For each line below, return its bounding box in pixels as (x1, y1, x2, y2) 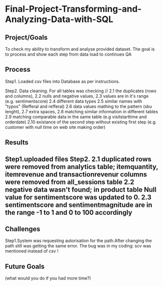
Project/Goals (5, 33, 48, 41)
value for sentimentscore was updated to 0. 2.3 (5, 193, 152, 201)
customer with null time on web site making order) (5, 124, 106, 130)
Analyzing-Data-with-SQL (5, 14, 113, 25)
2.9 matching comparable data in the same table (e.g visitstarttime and (5, 114, 147, 120)
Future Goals (5, 262, 45, 270)
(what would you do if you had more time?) (5, 275, 91, 281)
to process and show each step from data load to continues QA (5, 51, 132, 57)
